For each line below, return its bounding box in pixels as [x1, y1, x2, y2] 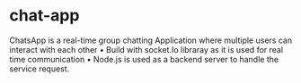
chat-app [9, 5, 80, 26]
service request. [9, 63, 70, 74]
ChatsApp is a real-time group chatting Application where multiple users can [9, 35, 293, 46]
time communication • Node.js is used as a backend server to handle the [9, 54, 279, 64]
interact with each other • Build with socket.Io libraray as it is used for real [9, 44, 284, 54]
